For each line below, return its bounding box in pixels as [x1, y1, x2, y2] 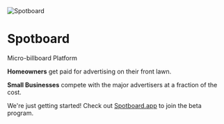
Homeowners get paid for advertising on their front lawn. [7, 67, 172, 76]
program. [7, 109, 34, 117]
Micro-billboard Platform [7, 53, 78, 62]
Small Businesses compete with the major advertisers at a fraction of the [7, 80, 218, 89]
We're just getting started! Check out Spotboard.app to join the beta [7, 101, 202, 109]
